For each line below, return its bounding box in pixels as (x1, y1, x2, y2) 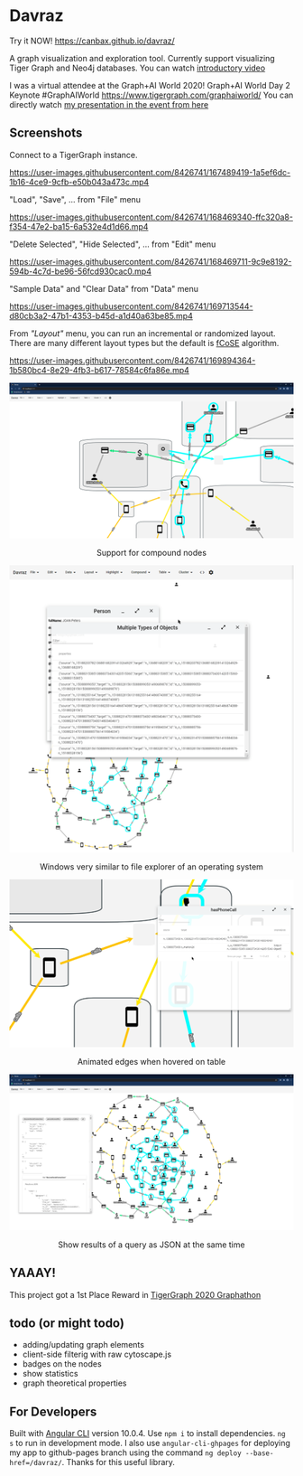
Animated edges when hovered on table (77, 1057, 226, 1067)
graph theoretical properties (22, 1377, 127, 1388)
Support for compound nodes (96, 548, 207, 559)
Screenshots (9, 126, 83, 141)
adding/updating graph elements (22, 1340, 144, 1350)
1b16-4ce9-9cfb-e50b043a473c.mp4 (9, 176, 150, 187)
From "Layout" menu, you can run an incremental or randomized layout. (9, 327, 277, 339)
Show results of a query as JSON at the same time (58, 1239, 245, 1250)
